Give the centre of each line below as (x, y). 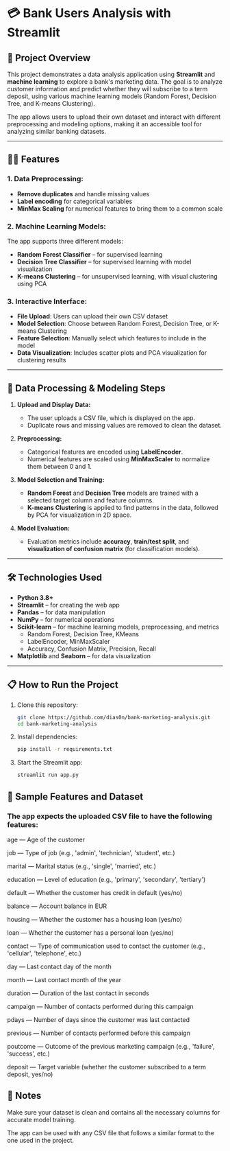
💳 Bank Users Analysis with (89, 13)
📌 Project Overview (49, 58)
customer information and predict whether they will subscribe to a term (107, 89)
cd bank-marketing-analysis (57, 724)
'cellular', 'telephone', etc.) (44, 953)
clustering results (41, 360)
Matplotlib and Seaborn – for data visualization (84, 655)
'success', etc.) (28, 1054)
